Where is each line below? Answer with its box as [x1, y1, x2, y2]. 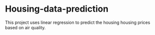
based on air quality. [5, 24, 46, 30]
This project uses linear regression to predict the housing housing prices [5, 19, 151, 25]
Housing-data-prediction [5, 3, 108, 15]
